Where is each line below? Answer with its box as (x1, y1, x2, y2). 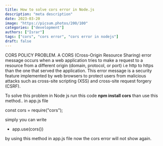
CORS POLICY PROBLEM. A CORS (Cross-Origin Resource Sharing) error (5, 52, 152, 58)
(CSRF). (5, 83, 21, 89)
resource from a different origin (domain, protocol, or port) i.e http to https (5, 62, 154, 68)
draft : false (5, 39, 32, 44)
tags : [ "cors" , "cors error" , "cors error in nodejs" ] (5, 35, 119, 39)
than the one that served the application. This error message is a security (5, 68, 152, 73)
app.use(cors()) (12, 126, 44, 132)
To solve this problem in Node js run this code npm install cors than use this (5, 92, 158, 98)
